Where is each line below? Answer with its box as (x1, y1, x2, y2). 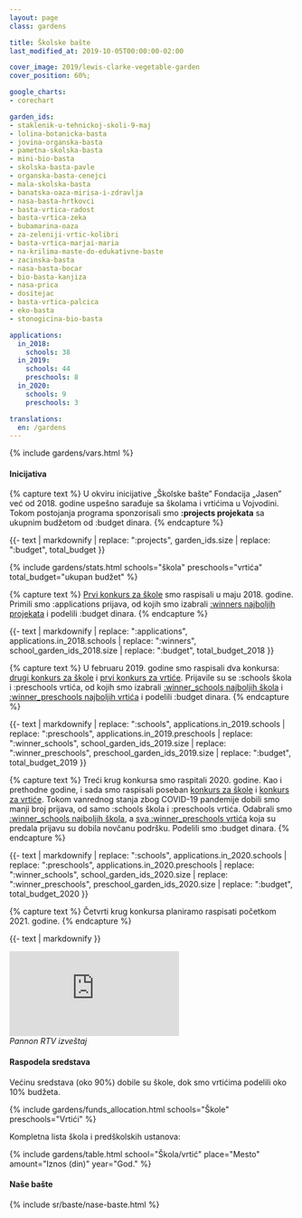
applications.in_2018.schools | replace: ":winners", (9, 636, 197, 647)
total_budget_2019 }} (9, 757, 88, 768)
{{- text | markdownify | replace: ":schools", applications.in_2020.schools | (9, 850, 288, 861)
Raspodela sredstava (9, 1057, 90, 1068)
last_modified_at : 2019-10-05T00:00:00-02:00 (9, 46, 184, 55)
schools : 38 (25, 348, 71, 357)
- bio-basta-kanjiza (9, 273, 88, 282)
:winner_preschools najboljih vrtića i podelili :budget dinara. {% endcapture (9, 692, 289, 703)
